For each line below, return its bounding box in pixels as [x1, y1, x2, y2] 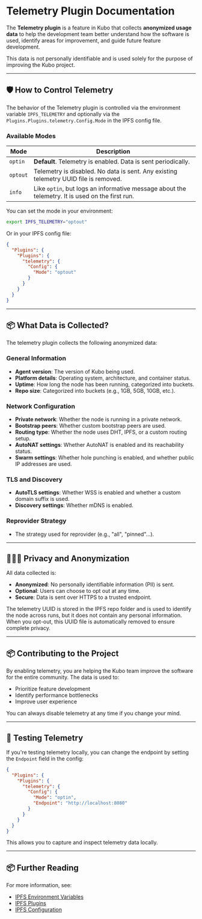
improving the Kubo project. [6, 61, 75, 68]
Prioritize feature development [14, 685, 91, 693]
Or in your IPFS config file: [6, 229, 72, 237]
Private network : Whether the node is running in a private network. [14, 416, 182, 423]
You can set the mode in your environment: [6, 207, 113, 214]
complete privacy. [6, 625, 51, 632]
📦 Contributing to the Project [6, 648, 119, 658]
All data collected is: [6, 569, 57, 577]
